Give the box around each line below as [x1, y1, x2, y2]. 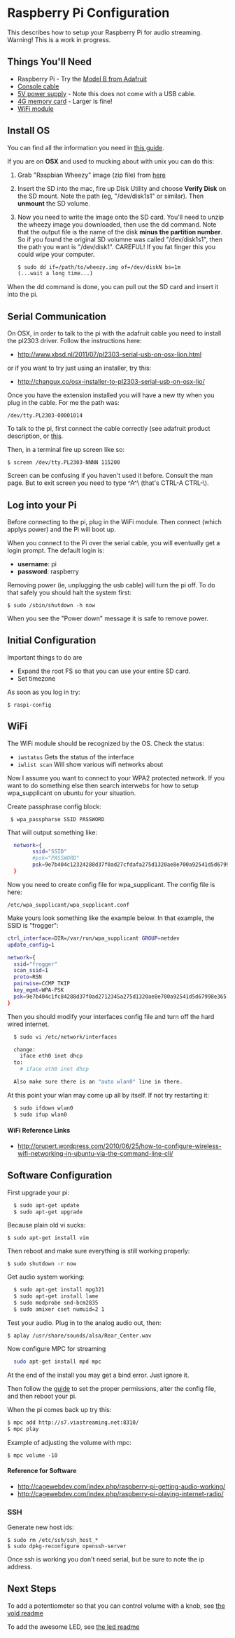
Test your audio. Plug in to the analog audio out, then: [7, 1318, 162, 1327]
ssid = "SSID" [32, 848, 68, 855]
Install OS [7, 125, 50, 137]
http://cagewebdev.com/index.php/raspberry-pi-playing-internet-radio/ [17, 1489, 224, 1498]
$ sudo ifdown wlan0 [13, 1104, 73, 1112]
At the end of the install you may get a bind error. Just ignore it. [7, 1371, 190, 1379]
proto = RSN [13, 973, 42, 980]
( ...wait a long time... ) [17, 270, 93, 277]
